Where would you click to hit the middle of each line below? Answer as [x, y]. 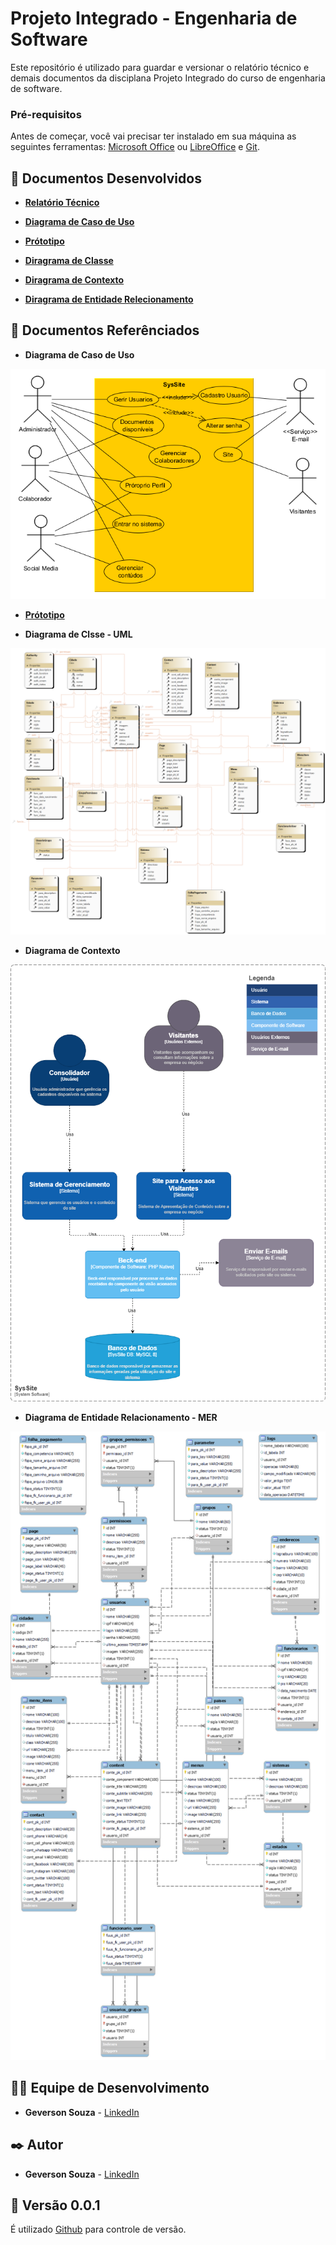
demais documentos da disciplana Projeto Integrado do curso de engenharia [168, 78]
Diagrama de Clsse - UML [78, 634]
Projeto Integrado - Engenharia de [154, 18]
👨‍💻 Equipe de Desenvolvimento [110, 2088]
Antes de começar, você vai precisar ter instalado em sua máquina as [153, 136]
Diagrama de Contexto [72, 950]
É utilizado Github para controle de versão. [98, 2229]
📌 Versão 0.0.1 [55, 2205]
